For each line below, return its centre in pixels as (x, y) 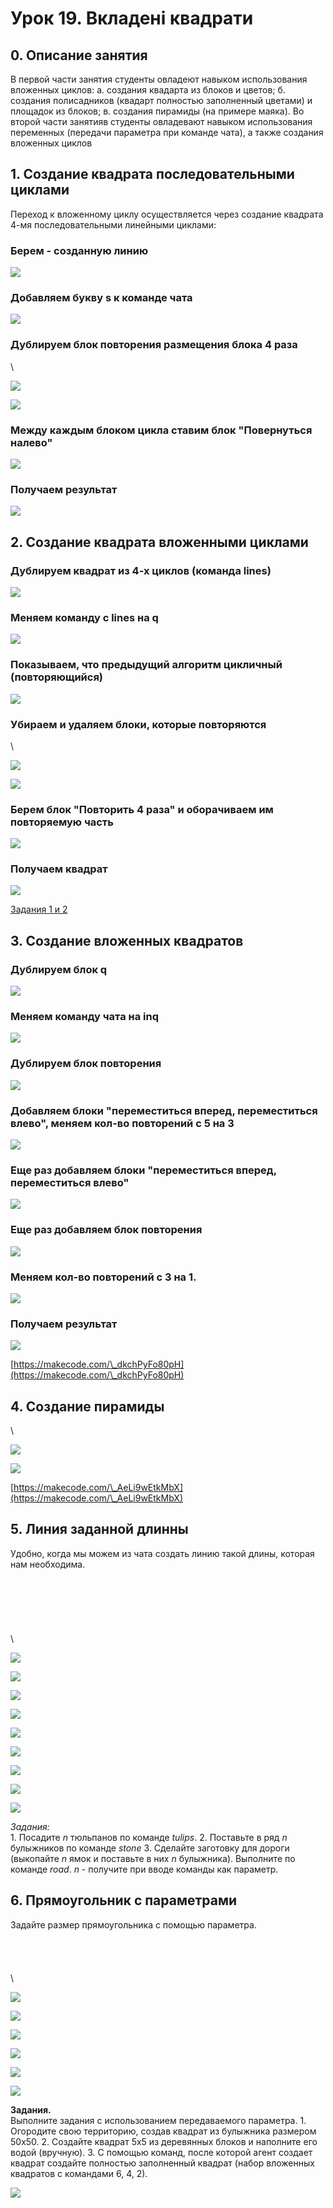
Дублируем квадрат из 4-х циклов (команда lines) (141, 570)
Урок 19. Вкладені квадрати (132, 18)
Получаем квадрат (59, 869)
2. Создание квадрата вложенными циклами (159, 542)
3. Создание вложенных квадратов (127, 940)
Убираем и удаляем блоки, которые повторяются (138, 724)
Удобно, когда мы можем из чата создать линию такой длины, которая (162, 1553)
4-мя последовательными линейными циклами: (113, 224)
